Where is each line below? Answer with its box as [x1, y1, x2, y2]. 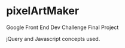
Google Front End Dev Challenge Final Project [6, 24, 119, 31]
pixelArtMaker [6, 4, 80, 18]
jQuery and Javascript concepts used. [6, 35, 100, 42]
